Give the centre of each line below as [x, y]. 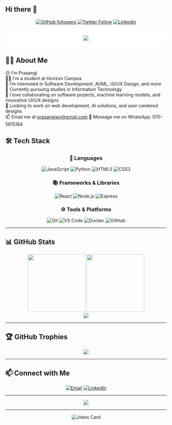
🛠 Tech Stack [28, 141]
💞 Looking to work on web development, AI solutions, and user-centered [82, 105]
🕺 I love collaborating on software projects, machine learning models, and [83, 94]
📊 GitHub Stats [30, 242]
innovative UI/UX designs [32, 100]
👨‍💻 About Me [27, 60]
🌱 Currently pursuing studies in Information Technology [64, 89]
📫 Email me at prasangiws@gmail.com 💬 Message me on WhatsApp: [78, 117]
